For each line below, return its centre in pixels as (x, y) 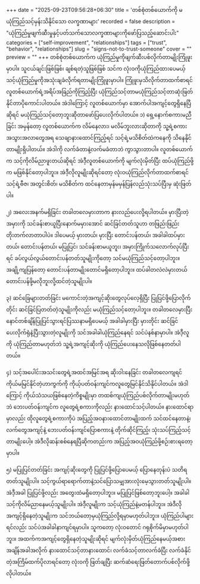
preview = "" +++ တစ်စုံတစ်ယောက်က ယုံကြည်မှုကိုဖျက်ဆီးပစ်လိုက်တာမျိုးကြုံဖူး (99, 57)
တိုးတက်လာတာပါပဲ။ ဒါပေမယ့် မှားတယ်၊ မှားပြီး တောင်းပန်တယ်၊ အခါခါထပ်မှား (96, 235)
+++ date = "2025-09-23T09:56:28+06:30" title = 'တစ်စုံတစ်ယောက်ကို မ (94, 10)
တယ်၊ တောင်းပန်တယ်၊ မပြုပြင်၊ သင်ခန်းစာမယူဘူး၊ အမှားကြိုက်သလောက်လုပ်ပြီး (98, 247)
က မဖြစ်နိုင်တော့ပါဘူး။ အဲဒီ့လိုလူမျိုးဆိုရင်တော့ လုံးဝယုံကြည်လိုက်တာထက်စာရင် (98, 172)
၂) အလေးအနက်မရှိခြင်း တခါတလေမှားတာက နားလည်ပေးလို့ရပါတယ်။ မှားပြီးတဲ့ (98, 212)
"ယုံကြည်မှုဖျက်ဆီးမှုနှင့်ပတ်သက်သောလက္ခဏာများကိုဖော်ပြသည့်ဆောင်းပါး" (93, 33)
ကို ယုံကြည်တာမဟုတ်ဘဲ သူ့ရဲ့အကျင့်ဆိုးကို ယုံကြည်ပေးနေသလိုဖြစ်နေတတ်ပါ (94, 344)
